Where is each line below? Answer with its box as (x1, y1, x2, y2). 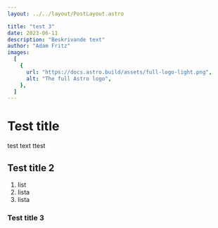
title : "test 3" (7, 22, 55, 30)
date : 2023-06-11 (7, 29, 58, 36)
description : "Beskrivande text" (7, 36, 105, 43)
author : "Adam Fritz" (7, 43, 71, 50)
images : (7, 49, 30, 56)
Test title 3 (7, 213, 44, 222)
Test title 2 (7, 162, 55, 174)
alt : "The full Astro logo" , (25, 75, 112, 82)
